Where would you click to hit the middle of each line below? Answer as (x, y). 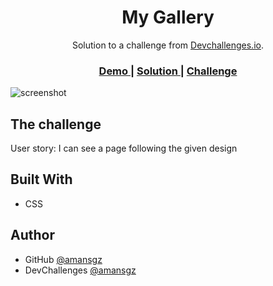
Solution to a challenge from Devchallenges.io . (167, 45)
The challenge (56, 124)
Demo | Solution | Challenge (168, 71)
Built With (41, 179)
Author (32, 235)
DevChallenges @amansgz (80, 270)
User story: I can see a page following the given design (124, 148)
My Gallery (168, 17)
